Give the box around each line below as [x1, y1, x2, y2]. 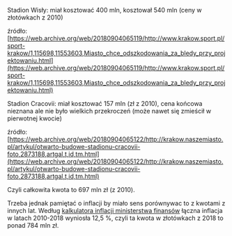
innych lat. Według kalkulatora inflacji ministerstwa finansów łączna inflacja [7, 207, 223, 214]
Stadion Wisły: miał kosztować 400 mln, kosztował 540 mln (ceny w [7, 6, 202, 14]
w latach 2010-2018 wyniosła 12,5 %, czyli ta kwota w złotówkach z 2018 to [7, 214, 224, 222]
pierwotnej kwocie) [7, 114, 63, 123]
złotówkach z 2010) [7, 13, 63, 22]
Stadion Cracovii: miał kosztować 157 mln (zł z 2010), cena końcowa [7, 100, 203, 107]
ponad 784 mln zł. [7, 221, 59, 229]
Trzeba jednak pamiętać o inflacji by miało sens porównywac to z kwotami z [7, 199, 226, 207]
